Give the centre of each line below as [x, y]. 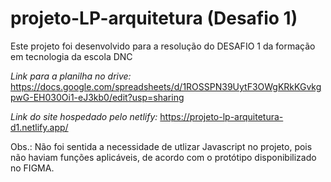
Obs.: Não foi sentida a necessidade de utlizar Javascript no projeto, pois [161, 146]
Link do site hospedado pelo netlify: [84, 116]
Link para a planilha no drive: [71, 76]
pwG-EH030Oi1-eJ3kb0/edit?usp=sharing [97, 97]
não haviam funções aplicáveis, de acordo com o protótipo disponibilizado [163, 157]
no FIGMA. [32, 168]
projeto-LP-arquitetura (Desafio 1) [154, 18]
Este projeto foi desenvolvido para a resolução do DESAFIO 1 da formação [163, 46]
